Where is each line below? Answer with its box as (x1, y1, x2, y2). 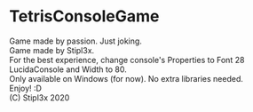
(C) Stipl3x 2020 (9, 92, 70, 103)
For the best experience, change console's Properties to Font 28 (9, 54, 245, 65)
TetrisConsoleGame (9, 6, 160, 27)
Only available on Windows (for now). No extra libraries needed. (9, 73, 244, 84)
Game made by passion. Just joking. (9, 36, 142, 46)
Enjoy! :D (9, 83, 43, 93)
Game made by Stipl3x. (9, 44, 95, 55)
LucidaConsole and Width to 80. (9, 64, 127, 75)
